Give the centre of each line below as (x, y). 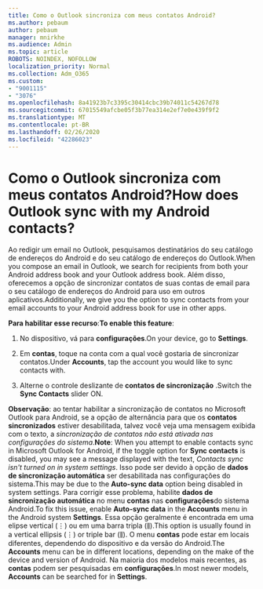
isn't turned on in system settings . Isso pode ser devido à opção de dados (128, 467)
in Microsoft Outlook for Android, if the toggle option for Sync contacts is (127, 451)
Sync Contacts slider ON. (61, 394)
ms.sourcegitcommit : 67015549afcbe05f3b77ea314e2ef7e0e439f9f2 (114, 111)
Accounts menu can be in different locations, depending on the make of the (131, 552)
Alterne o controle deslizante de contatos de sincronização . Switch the (135, 386)
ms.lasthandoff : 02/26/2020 (54, 132)
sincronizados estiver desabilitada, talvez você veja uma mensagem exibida (132, 426)
